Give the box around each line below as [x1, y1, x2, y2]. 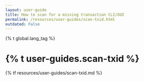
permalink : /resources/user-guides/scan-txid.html [5, 17, 115, 22]
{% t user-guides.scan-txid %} [5, 53, 139, 65]
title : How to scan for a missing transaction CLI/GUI [5, 12, 125, 17]
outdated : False [5, 21, 40, 27]
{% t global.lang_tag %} [5, 35, 55, 42]
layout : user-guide [5, 7, 47, 13]
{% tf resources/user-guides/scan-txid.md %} [5, 70, 103, 76]
